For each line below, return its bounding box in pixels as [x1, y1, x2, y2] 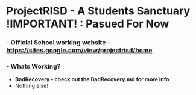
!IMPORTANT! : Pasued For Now [6, 17, 169, 31]
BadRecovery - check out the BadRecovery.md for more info [14, 76, 169, 83]
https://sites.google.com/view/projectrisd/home [6, 46, 153, 55]
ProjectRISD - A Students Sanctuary [6, 4, 191, 18]
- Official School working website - [6, 38, 110, 47]
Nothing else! [14, 82, 48, 90]
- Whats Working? [6, 62, 61, 70]
